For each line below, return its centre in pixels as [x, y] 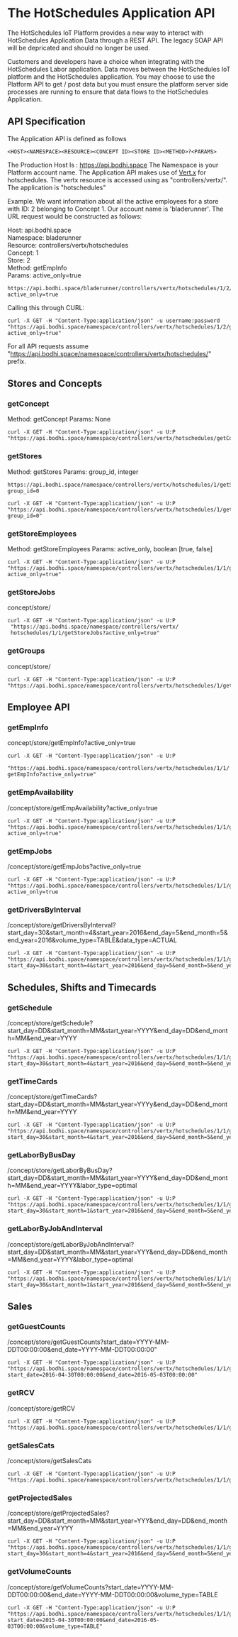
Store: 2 [19, 260]
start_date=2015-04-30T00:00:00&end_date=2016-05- [84, 1620]
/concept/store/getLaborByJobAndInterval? [71, 1244]
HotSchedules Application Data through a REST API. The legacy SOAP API [115, 40]
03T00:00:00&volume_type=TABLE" [55, 1626]
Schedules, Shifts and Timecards [82, 987]
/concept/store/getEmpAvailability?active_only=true [83, 808]
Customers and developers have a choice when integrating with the [106, 61]
